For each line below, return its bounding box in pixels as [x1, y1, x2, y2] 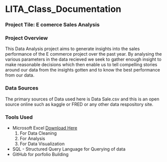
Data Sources [5, 84, 39, 91]
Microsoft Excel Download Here [12, 125, 78, 131]
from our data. [5, 72, 35, 78]
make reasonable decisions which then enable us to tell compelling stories [5, 62, 158, 68]
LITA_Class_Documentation [5, 3, 122, 15]
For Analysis [19, 136, 46, 141]
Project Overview [5, 35, 48, 42]
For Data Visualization [19, 141, 65, 147]
